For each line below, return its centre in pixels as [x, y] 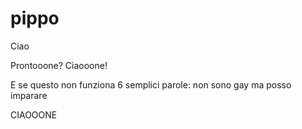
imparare [29, 95]
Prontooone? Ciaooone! [59, 65]
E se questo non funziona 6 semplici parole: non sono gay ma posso [151, 84]
